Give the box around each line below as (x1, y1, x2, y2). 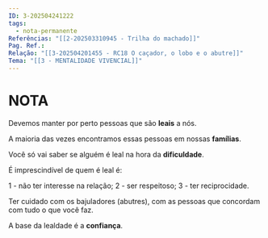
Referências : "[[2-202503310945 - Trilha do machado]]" (8, 34, 200, 43)
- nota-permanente (15, 27, 78, 35)
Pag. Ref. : (8, 42, 45, 50)
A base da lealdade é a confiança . (8, 220, 124, 230)
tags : (8, 19, 27, 27)
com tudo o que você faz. (8, 205, 94, 215)
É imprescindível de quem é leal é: (8, 165, 123, 174)
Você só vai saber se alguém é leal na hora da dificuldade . (8, 149, 204, 159)
